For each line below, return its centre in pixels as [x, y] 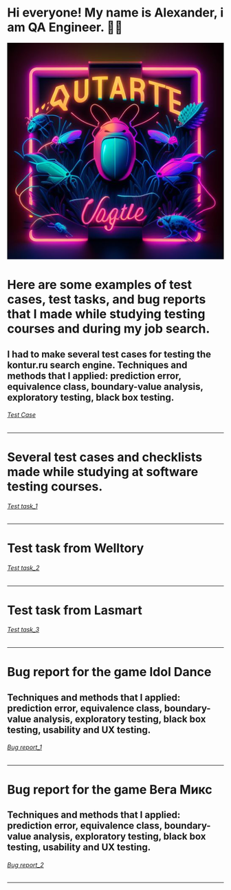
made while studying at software [103, 472]
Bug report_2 [26, 864]
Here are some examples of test [100, 285]
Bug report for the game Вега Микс [110, 790]
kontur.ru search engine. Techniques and [97, 365]
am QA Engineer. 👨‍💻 [65, 27]
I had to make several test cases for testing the [109, 354]
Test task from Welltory [76, 548]
